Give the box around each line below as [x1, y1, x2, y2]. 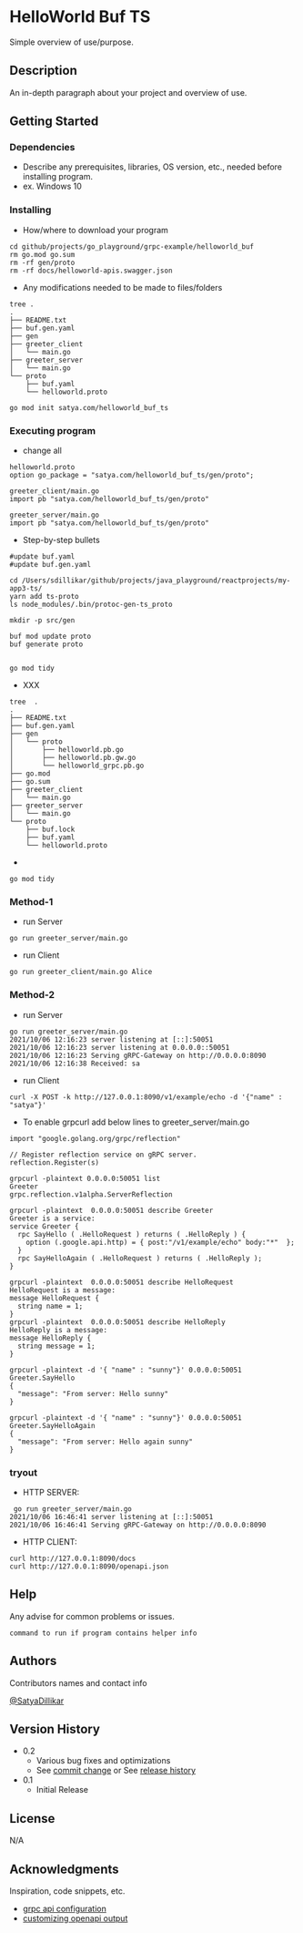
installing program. [22, 171, 94, 182]
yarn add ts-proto [9, 592, 79, 601]
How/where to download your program [22, 224, 168, 235]
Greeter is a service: [9, 1214, 96, 1223]
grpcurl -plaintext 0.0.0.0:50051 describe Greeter [9, 1206, 214, 1215]
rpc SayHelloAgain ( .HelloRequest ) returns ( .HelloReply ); [17, 1253, 262, 1263]
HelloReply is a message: [9, 1325, 107, 1334]
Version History [9, 1721, 100, 1737]
